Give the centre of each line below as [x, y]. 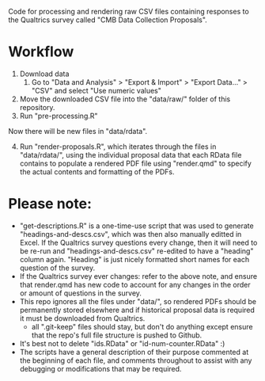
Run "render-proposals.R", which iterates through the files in [118, 147]
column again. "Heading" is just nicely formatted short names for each [134, 259]
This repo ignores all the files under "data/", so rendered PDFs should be [138, 301]
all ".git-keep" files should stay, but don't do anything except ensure [142, 326]
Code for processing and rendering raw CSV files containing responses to [129, 11]
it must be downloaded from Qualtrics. [82, 318]
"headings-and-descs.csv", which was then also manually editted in [131, 234]
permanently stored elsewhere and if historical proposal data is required [137, 310]
